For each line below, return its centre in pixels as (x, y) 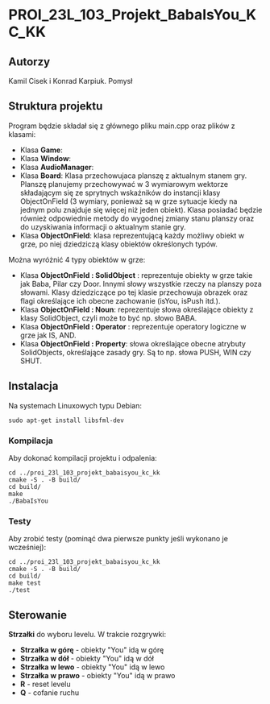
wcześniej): (27, 547)
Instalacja (33, 386)
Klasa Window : (45, 158)
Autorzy (29, 62)
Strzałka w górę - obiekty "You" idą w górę (92, 650)
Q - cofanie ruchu (50, 693)
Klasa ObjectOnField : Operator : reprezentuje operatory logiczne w (133, 326)
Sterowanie (37, 615)
